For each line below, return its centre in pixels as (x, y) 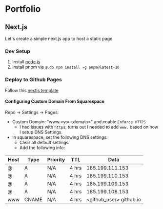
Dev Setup (18, 51)
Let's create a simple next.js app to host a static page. (59, 38)
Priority (56, 159)
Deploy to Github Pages (33, 80)
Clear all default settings (44, 142)
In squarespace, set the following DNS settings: (60, 137)
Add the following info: (42, 148)
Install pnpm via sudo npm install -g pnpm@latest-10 (66, 67)
